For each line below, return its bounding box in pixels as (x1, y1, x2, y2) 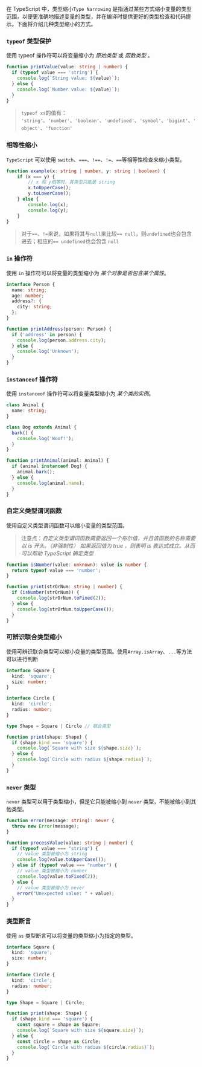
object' (21, 126, 40, 132)
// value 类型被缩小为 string (17, 851, 87, 857)
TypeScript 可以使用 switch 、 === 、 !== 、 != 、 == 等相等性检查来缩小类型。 (6, 156, 186, 163)
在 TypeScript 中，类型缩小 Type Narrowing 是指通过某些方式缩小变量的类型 (6, 5, 192, 12)
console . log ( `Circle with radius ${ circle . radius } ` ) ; (17, 1044, 155, 1050)
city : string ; (17, 304, 52, 310)
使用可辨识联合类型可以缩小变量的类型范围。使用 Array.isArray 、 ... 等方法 (6, 647, 192, 655)
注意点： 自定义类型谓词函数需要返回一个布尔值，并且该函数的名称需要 (21, 534, 196, 542)
